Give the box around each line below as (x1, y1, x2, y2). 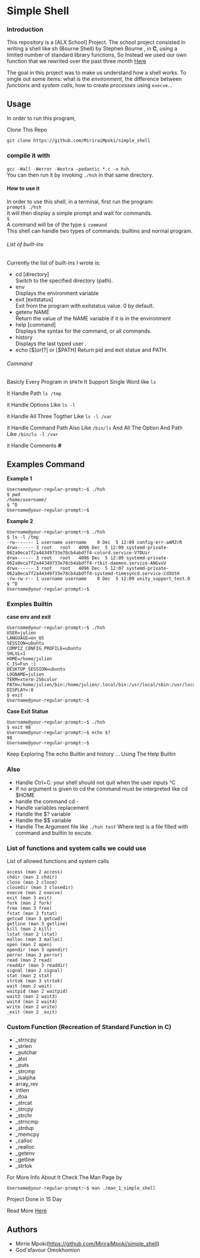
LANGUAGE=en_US (7, 635, 45, 641)
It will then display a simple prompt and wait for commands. (7, 209, 153, 216)
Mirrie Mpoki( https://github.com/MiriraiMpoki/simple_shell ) (15, 1240, 160, 1247)
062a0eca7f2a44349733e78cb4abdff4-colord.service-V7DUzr (7, 550, 151, 556)
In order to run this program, (7, 114, 76, 122)
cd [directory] (15, 271, 49, 278)
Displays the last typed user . (15, 340, 87, 347)
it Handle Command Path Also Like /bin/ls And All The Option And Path (7, 424, 183, 431)
